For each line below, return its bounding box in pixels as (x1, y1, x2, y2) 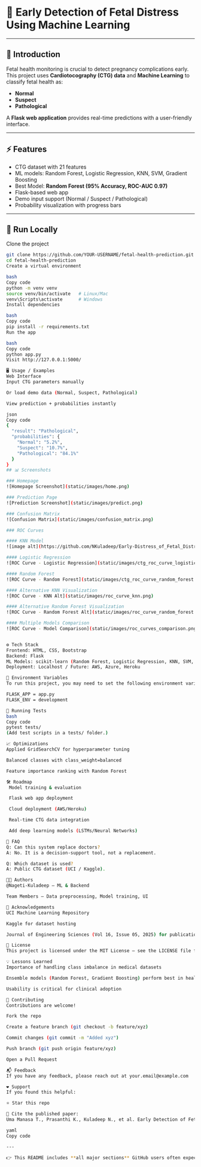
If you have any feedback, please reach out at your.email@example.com (6, 1073, 188, 1079)
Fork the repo (6, 1013, 42, 1019)
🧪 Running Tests (6, 707, 47, 713)
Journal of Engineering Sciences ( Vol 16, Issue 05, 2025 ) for (6, 931, 167, 938)
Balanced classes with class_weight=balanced (6, 757, 121, 763)
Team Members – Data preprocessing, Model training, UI (6, 893, 148, 899)
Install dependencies (6, 302, 60, 308)
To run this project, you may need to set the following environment (6, 680, 184, 686)
